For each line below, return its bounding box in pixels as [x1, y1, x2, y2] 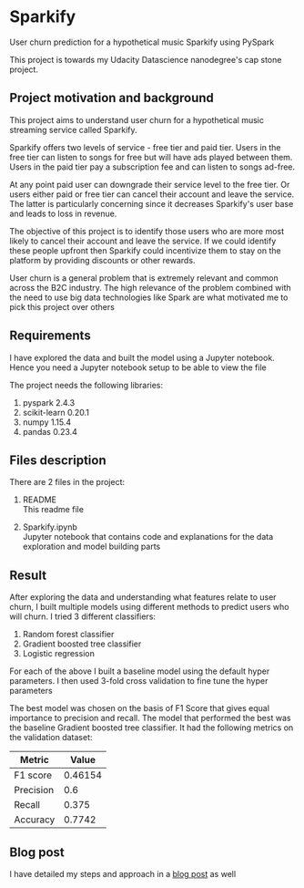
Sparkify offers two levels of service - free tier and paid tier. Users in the [9, 141, 281, 152]
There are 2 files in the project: [9, 477, 126, 488]
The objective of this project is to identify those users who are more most [9, 225, 285, 236]
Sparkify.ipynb [22, 521, 77, 532]
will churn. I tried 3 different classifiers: [9, 611, 157, 622]
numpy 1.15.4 [22, 417, 71, 428]
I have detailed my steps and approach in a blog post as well [9, 869, 237, 879]
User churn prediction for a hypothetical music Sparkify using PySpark [9, 36, 275, 47]
